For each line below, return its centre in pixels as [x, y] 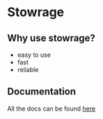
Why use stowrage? [51, 38]
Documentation [42, 92]
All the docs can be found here [51, 108]
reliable [28, 70]
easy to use [34, 55]
